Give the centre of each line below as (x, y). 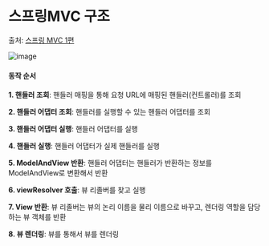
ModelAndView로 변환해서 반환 (58, 173)
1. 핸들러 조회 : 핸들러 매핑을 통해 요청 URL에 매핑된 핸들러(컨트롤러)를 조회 (125, 95)
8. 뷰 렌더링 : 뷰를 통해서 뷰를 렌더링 (63, 234)
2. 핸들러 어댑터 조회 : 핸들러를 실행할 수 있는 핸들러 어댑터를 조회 (110, 112)
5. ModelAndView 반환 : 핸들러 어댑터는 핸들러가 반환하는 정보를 (110, 163)
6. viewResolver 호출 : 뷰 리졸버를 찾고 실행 (77, 190)
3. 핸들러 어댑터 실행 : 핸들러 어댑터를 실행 (73, 129)
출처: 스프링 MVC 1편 (41, 40)
